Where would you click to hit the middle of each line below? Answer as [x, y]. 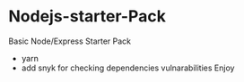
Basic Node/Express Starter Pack [70, 41]
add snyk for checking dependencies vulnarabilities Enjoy [128, 68]
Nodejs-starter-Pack [87, 16]
